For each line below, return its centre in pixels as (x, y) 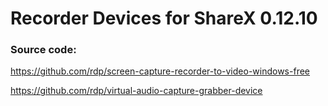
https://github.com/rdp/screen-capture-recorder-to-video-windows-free (160, 71)
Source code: (43, 50)
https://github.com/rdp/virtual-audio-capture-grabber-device (136, 91)
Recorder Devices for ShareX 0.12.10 (164, 18)
